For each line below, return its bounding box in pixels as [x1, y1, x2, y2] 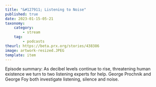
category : [14, 25, 34, 30]
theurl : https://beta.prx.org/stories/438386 [5, 43, 99, 48]
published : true [5, 12, 38, 17]
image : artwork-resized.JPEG [5, 48, 65, 53]
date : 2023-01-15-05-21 [5, 16, 54, 21]
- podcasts [22, 39, 45, 44]
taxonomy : [5, 21, 25, 26]
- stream [22, 30, 41, 35]
